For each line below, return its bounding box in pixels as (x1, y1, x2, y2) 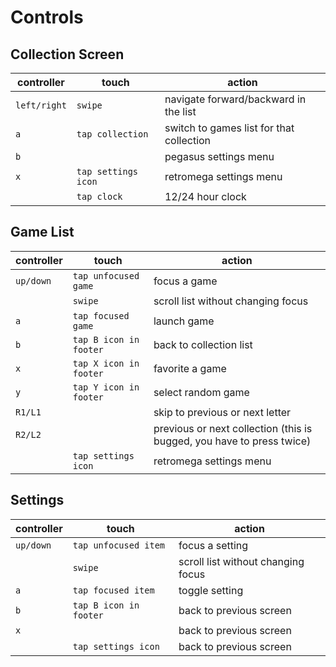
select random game (153, 385, 250, 399)
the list (164, 105, 197, 118)
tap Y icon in (72, 381, 140, 393)
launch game (153, 314, 215, 328)
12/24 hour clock (164, 190, 247, 203)
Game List (10, 224, 75, 241)
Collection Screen (10, 46, 125, 63)
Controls (10, 6, 84, 29)
